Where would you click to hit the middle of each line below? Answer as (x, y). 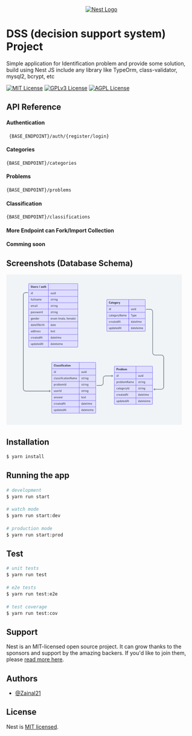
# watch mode (23, 509)
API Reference (34, 107)
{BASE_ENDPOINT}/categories (42, 163)
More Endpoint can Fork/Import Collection (60, 230)
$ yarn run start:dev (34, 516)
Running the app (38, 476)
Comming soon (26, 244)
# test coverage (27, 607)
